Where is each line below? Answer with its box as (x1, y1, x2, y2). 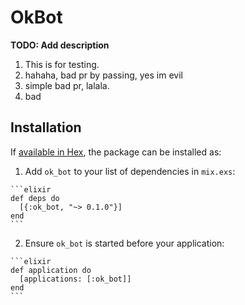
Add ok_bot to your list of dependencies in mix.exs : (24, 165, 236, 177)
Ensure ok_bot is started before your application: (24, 237, 225, 249)
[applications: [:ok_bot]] (19, 274, 132, 284)
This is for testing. (24, 58, 100, 70)
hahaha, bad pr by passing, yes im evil (24, 69, 183, 81)
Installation (10, 119, 82, 136)
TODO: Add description (10, 39, 110, 51)
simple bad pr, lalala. (24, 79, 110, 91)
